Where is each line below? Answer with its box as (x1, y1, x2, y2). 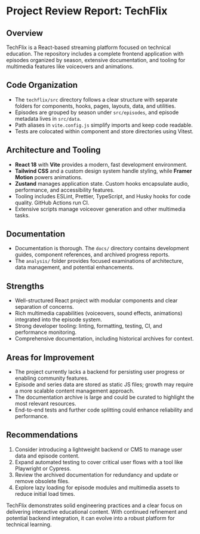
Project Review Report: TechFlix (6, 4, 168, 18)
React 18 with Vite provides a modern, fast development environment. (14, 161, 188, 168)
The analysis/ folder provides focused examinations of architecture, (14, 257, 184, 265)
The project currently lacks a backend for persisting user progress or (14, 369, 185, 376)
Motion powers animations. (14, 173, 82, 180)
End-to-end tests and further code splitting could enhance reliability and (14, 406, 193, 413)
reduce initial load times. (14, 490, 76, 497)
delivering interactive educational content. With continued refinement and (6, 508, 187, 515)
